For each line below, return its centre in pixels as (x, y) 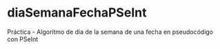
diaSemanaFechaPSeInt (77, 13)
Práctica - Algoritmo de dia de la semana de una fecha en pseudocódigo (110, 32)
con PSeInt (23, 39)
